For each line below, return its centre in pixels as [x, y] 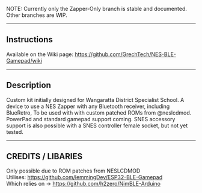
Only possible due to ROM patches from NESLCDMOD [73, 171]
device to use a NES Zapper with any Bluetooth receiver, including [88, 106]
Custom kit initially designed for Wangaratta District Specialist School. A [95, 100]
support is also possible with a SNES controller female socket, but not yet [97, 125]
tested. [15, 131]
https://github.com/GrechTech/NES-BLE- [125, 54]
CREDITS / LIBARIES [44, 157]
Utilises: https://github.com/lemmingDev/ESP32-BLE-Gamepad [84, 177]
